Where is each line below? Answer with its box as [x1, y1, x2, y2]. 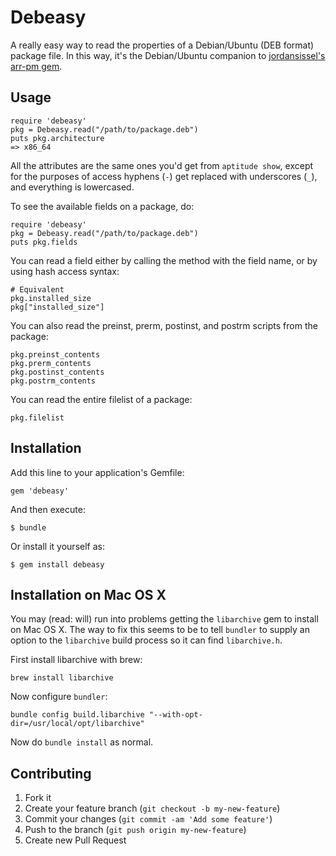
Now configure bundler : [10, 691, 108, 703]
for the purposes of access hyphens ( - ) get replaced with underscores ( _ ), [10, 170, 318, 182]
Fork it [24, 792, 52, 804]
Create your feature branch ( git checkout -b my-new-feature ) [24, 802, 281, 815]
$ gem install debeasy [10, 559, 105, 570]
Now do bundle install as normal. [10, 736, 154, 748]
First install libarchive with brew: [10, 654, 143, 666]
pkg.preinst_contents [10, 349, 101, 360]
